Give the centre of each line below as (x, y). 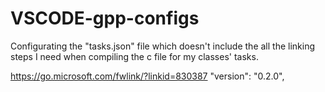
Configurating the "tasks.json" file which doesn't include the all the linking (163, 46)
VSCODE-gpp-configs (105, 18)
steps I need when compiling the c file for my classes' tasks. (134, 56)
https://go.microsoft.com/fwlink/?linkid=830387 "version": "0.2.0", (147, 76)
